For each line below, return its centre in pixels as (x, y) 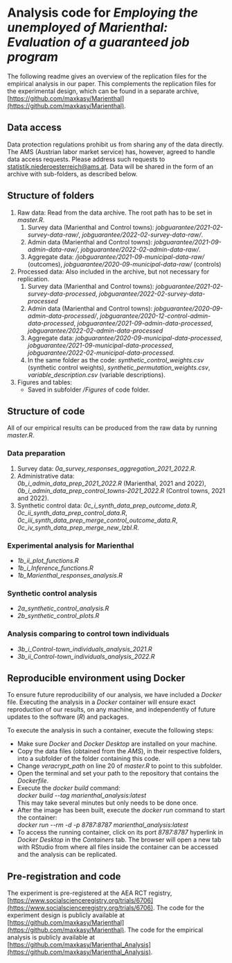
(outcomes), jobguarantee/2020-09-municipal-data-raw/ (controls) (124, 264)
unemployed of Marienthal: (88, 27)
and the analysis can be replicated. (67, 855)
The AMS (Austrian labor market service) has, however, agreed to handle (111, 151)
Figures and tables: (45, 382)
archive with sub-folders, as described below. (72, 174)
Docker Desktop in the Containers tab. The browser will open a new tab (119, 840)
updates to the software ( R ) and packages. (68, 717)
